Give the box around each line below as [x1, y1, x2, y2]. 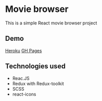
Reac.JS [12, 75, 30, 81]
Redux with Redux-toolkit [12, 81, 64, 87]
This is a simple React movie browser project [5, 20, 97, 26]
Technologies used [5, 62, 66, 71]
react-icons [12, 91, 36, 97]
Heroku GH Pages [5, 47, 42, 53]
